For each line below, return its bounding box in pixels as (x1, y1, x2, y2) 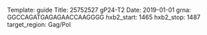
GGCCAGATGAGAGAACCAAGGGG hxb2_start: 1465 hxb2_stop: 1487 (7, 13, 201, 21)
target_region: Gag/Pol (7, 21, 71, 28)
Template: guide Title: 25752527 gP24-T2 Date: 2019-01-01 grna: (7, 6, 191, 14)
